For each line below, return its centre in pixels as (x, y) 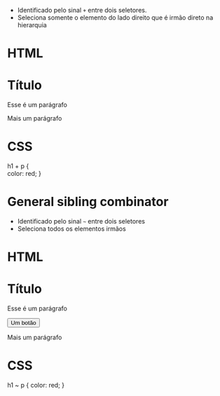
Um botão (23, 323)
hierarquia (32, 25)
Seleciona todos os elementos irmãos (71, 228)
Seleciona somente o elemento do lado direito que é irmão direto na (115, 18)
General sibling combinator (88, 202)
